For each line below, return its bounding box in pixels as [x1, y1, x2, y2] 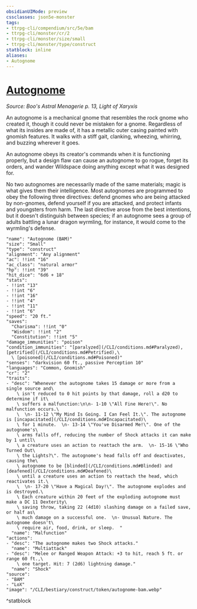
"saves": [6, 319, 28, 325]
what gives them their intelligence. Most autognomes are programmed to [6, 187, 183, 195]
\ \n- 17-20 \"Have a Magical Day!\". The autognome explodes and [17, 484, 186, 490]
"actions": [6, 535, 33, 541]
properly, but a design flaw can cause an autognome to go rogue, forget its [6, 157, 189, 164]
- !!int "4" [6, 298, 35, 304]
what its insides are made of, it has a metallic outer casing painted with [6, 127, 178, 134]
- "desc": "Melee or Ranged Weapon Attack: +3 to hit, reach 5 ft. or [6, 551, 183, 557]
